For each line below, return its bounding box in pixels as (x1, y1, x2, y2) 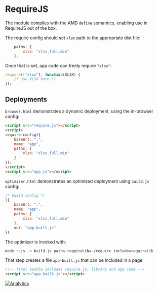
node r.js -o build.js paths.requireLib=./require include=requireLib (5, 248, 154, 253)
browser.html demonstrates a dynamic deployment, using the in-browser (5, 108, 154, 114)
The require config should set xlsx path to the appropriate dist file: (5, 35, 141, 41)
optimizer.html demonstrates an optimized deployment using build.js (5, 178, 150, 184)
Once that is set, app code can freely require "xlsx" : (5, 62, 112, 68)
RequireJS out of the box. (5, 25, 57, 31)
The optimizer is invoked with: (5, 239, 66, 245)
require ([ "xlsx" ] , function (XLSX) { (5, 72, 80, 77)
